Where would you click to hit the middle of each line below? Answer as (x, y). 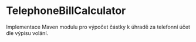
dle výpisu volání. (27, 33)
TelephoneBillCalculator (66, 11)
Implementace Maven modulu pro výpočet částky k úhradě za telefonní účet (98, 27)
